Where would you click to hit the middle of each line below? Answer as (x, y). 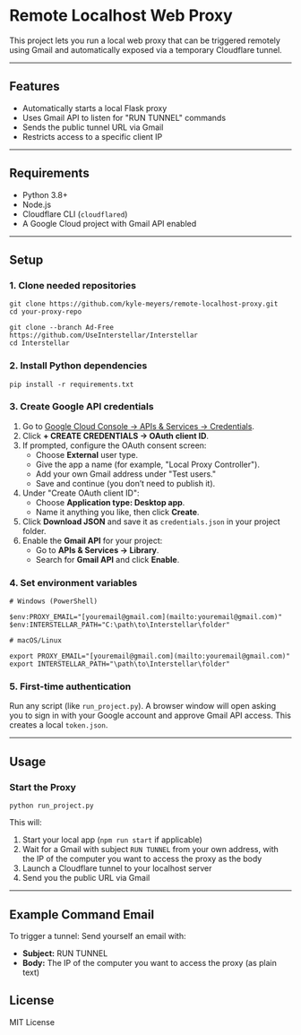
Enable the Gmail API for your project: (92, 540)
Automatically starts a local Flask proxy (95, 108)
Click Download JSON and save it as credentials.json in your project (151, 522)
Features (34, 86)
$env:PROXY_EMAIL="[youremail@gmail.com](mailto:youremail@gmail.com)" (146, 617)
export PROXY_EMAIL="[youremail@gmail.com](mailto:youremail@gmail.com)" (150, 656)
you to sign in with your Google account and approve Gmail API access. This (150, 716)
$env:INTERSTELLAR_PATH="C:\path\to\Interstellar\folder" (120, 625)
